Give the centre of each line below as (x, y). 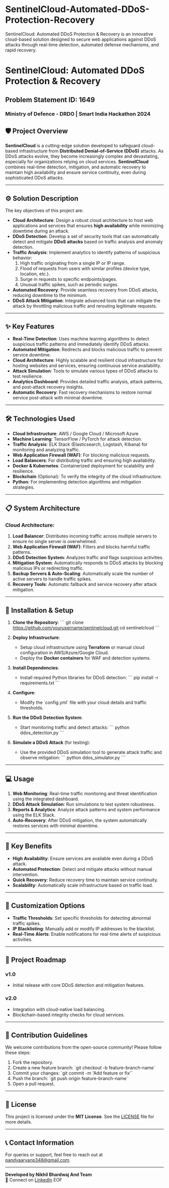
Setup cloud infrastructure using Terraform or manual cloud (82, 647)
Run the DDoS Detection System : (48, 718)
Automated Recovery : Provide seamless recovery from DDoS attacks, (85, 290)
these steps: (18, 1053)
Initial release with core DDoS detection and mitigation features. (78, 985)
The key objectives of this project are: (45, 211)
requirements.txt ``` (40, 683)
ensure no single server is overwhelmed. (55, 542)
